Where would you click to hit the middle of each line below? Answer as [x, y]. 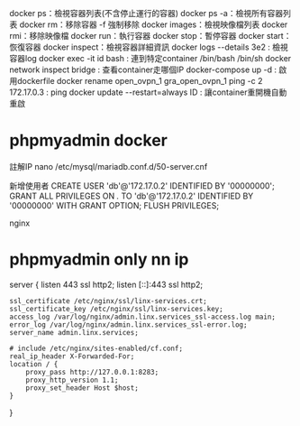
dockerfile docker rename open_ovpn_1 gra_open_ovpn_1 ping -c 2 [140, 81]
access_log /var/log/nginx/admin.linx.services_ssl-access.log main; [143, 317]
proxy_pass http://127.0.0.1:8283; [92, 372]
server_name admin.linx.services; [74, 332]
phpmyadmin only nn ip [99, 259]
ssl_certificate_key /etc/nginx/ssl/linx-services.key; [116, 309]
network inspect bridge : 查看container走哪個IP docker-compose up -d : [143, 69]
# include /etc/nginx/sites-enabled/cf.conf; [96, 348]
